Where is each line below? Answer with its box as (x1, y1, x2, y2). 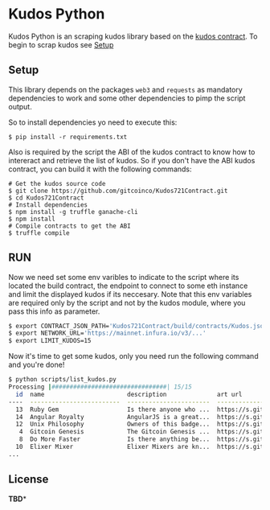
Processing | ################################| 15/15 (8, 383, 193, 391)
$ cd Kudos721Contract (8, 194, 84, 202)
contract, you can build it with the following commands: (8, 164, 192, 174)
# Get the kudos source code (8, 179, 106, 187)
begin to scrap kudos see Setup (8, 39, 114, 49)
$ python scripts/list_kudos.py (8, 376, 117, 384)
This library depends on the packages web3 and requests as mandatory (8, 84, 243, 94)
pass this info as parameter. (8, 306, 100, 316)
